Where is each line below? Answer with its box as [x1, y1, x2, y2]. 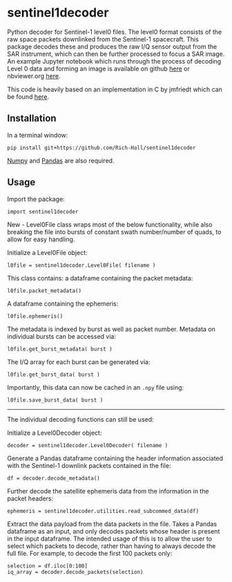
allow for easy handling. [7, 235, 75, 243]
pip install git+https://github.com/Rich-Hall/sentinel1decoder [7, 144, 196, 151]
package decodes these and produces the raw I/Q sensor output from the [7, 42, 217, 50]
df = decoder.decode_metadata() [7, 475, 100, 482]
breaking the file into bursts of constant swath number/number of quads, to [7, 227, 222, 236]
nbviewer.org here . [7, 71, 61, 80]
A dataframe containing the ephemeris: [7, 299, 119, 308]
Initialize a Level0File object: [7, 248, 88, 256]
